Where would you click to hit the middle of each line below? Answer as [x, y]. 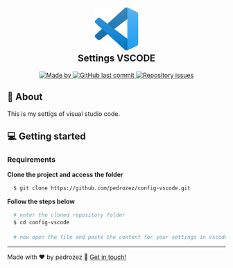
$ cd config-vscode [42, 223]
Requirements [32, 159]
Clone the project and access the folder [65, 175]
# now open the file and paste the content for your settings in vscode [121, 237]
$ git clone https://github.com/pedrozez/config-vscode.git [102, 188]
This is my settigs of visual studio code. [63, 114]
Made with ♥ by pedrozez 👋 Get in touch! [67, 257]
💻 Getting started [46, 136]
